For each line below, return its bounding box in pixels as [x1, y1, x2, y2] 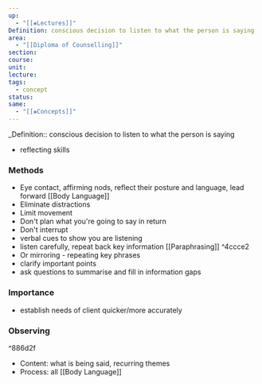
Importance [8, 287, 54, 298]
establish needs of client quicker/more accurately [19, 305, 183, 315]
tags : [8, 78, 26, 86]
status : [8, 93, 34, 101]
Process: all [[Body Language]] [19, 367, 122, 376]
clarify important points [19, 259, 97, 269]
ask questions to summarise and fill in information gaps [19, 267, 201, 277]
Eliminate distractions [19, 200, 91, 209]
